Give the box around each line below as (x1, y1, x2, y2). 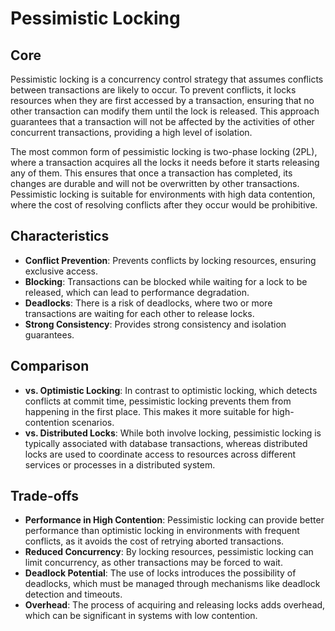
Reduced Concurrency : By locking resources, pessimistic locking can (24, 546, 314, 558)
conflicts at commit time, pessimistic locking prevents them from (24, 395, 292, 407)
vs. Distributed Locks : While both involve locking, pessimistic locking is (24, 427, 322, 439)
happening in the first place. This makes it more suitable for (24, 405, 270, 417)
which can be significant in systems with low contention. (24, 610, 258, 622)
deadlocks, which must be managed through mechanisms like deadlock (24, 578, 321, 590)
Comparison (10, 358, 90, 375)
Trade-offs (10, 488, 79, 505)
